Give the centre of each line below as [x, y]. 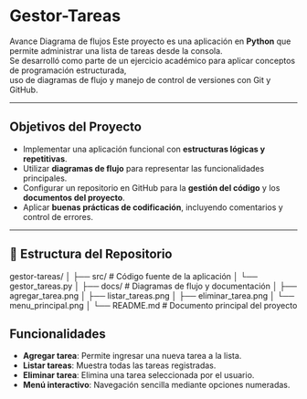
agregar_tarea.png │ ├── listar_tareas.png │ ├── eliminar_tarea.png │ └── [152, 295]
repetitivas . [45, 158]
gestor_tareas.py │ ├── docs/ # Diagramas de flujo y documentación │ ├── [153, 286]
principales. [45, 178]
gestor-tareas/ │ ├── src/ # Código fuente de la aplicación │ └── [134, 276]
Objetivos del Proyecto [75, 127]
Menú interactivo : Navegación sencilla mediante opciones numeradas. [156, 385]
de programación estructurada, [68, 70]
